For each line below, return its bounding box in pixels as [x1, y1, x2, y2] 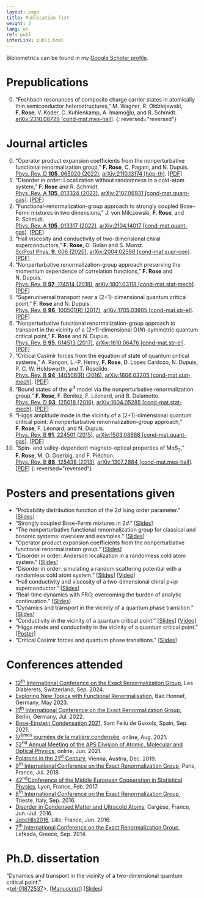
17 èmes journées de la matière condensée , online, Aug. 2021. [15, 732, 168, 741]
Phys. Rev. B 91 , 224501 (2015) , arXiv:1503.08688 [15, 431, 140, 438]
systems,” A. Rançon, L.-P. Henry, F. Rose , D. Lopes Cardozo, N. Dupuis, [15, 358, 199, 366]
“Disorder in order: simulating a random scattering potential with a [15, 565, 181, 573]
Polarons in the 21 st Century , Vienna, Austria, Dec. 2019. [15, 754, 157, 762]
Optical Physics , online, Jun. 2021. [15, 747, 102, 754]
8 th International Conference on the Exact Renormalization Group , [15, 789, 181, 798]
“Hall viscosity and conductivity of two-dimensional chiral [15, 235, 161, 242]
